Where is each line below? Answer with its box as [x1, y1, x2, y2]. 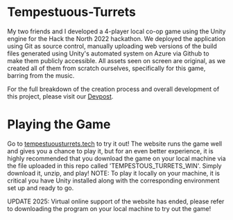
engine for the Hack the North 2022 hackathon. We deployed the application [7, 34, 226, 42]
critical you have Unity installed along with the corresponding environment [7, 176, 220, 185]
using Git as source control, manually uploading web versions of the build [7, 42, 217, 50]
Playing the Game [7, 117, 111, 133]
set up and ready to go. [7, 183, 74, 192]
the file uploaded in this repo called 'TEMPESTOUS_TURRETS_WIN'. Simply [7, 161, 222, 170]
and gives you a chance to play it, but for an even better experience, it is [7, 146, 214, 155]
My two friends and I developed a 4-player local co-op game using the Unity [7, 27, 226, 35]
